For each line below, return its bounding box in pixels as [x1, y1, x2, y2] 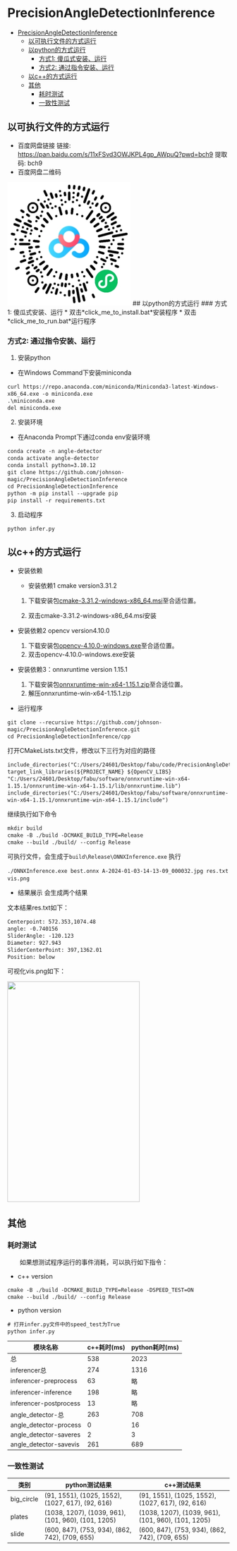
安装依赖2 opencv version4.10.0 [17, 626, 110, 634]
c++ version [17, 1272, 53, 1280]
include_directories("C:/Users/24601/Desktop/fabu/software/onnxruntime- [7, 789, 229, 797]
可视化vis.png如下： [7, 967, 66, 975]
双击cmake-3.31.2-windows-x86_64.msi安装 [28, 611, 157, 620]
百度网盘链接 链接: [17, 141, 71, 150]
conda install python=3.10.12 [7, 462, 97, 469]
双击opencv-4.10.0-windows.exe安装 [28, 650, 135, 658]
